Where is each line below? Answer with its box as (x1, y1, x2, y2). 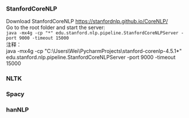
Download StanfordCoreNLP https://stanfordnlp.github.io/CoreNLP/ (6, 18, 168, 25)
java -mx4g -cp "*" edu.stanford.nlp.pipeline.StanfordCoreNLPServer (6, 30, 179, 36)
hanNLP (6, 106, 29, 114)
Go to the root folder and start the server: (6, 24, 105, 31)
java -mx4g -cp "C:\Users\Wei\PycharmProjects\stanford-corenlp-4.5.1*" (6, 48, 182, 55)
